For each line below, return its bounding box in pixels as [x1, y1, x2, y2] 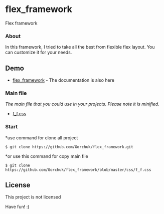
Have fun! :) [5, 204, 30, 210]
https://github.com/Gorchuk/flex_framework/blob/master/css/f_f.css [5, 167, 151, 172]
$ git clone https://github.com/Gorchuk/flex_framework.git [5, 144, 134, 149]
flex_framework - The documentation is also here [12, 77, 114, 83]
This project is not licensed [5, 194, 61, 200]
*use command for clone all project [5, 134, 78, 141]
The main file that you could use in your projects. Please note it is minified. [5, 101, 159, 107]
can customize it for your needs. [5, 49, 72, 56]
